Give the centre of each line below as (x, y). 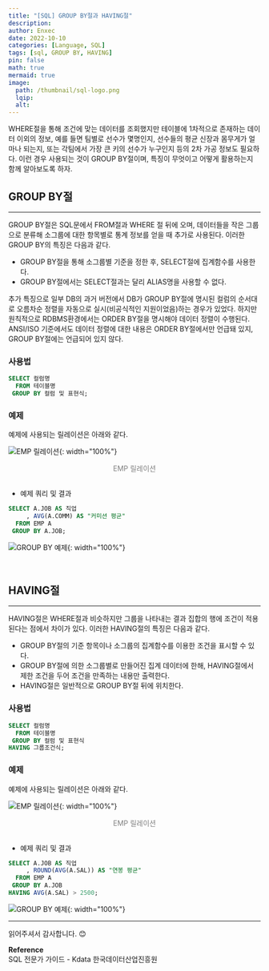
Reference (26, 949)
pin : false (26, 61)
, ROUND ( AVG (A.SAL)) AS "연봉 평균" (84, 871)
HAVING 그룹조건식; (36, 748)
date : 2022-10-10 (37, 38)
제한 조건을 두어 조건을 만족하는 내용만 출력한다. (94, 676)
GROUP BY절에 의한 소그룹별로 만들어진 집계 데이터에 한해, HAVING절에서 (137, 666)
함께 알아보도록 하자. (40, 169)
